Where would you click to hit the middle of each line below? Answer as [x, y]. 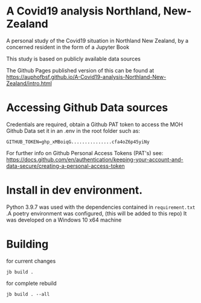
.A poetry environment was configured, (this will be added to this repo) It [97, 213]
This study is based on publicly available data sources [73, 59]
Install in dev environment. [75, 190]
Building [27, 244]
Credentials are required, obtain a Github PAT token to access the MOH [94, 124]
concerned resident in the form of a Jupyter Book [68, 47]
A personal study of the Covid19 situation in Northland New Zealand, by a [97, 40]
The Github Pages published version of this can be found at [80, 70]
